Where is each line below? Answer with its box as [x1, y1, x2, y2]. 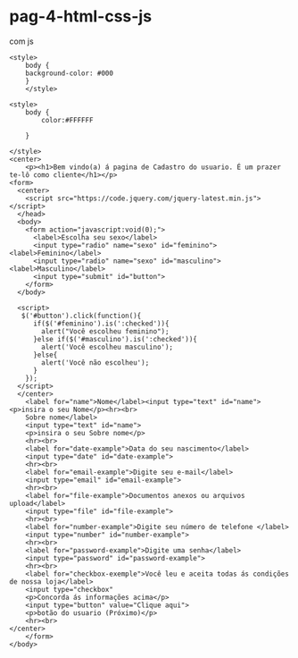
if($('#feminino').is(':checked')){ [32, 319, 170, 328]
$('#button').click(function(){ [21, 311, 142, 320]
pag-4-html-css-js [9, 6, 153, 27]
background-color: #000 [25, 69, 114, 78]
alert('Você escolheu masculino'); [41, 342, 174, 351]
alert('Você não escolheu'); [41, 358, 150, 367]
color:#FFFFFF [41, 115, 94, 124]
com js [9, 36, 34, 46]
